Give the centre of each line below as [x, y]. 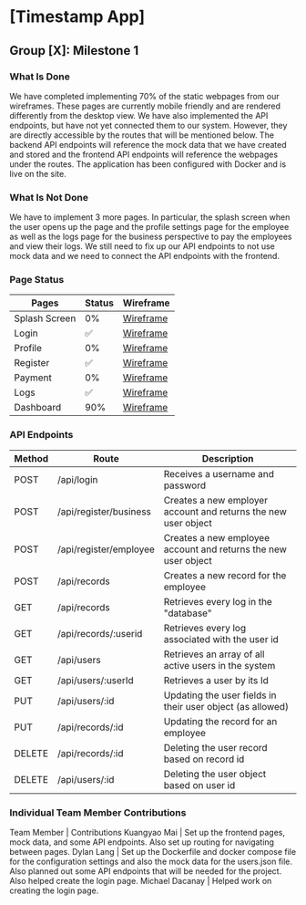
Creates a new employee [217, 537]
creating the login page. [54, 890]
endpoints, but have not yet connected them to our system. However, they [148, 125]
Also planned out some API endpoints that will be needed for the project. [146, 871]
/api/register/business [105, 511]
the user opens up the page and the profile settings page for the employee [149, 227]
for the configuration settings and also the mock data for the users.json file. [151, 862]
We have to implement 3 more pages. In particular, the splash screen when [150, 217]
